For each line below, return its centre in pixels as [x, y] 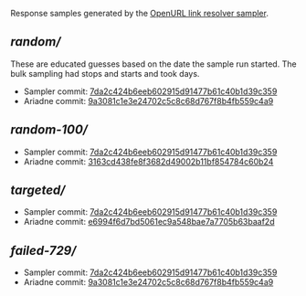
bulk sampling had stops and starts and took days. [105, 73]
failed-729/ [43, 250]
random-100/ [49, 130]
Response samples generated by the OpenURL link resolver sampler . [139, 13]
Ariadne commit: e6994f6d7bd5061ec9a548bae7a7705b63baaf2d [149, 222]
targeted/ [38, 190]
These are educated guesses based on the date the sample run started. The [153, 64]
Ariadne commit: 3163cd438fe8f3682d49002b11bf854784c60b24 [148, 161]
